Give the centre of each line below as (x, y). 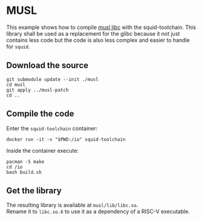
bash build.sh (24, 172)
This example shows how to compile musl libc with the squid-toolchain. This (101, 27)
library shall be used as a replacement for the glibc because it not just (93, 33)
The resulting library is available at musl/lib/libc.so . (72, 205)
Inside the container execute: (42, 150)
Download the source (47, 66)
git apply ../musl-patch (37, 90)
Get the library (34, 191)
